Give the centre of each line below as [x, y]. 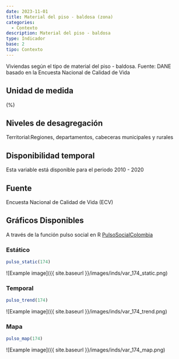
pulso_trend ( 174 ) [27, 301]
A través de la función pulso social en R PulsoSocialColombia [80, 234]
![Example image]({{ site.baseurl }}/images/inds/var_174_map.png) [86, 350]
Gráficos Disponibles [45, 221]
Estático [18, 250]
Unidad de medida [40, 91]
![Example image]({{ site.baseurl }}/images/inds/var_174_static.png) [87, 273]
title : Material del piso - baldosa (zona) [60, 17]
